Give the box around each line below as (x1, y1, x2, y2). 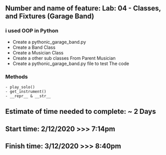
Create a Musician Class (12, 49, 63, 55)
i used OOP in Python (5, 27, 58, 35)
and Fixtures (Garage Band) (5, 12, 94, 21)
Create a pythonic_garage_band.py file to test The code (12, 60, 129, 67)
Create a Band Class (12, 44, 56, 50)
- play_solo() (5, 84, 36, 89)
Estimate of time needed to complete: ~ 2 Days (5, 107, 156, 116)
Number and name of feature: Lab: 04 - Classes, (5, 4, 161, 13)
